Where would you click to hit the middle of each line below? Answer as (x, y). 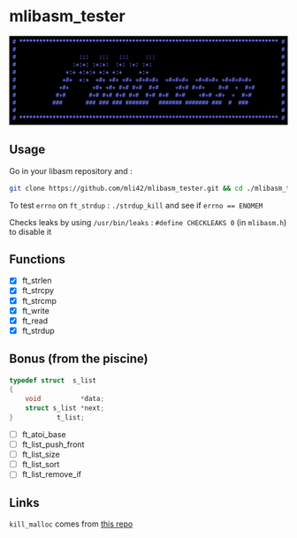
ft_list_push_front (53, 444)
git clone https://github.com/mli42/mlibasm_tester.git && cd (126, 188)
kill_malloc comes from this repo (71, 524)
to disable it (30, 231)
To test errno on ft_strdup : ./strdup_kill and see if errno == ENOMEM (136, 205)
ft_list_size (41, 455)
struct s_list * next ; (65, 408)
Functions (38, 259)
